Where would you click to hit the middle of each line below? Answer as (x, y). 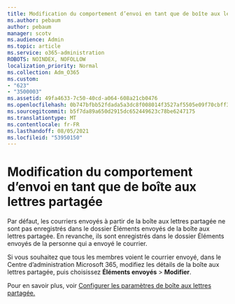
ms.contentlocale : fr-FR (43, 124)
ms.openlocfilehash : (37, 105)
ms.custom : (23, 79)
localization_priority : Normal (53, 66)
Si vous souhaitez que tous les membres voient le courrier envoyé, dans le (114, 257)
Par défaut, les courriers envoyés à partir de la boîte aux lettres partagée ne (116, 221)
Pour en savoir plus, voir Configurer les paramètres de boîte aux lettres (109, 286)
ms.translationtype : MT (42, 118)
